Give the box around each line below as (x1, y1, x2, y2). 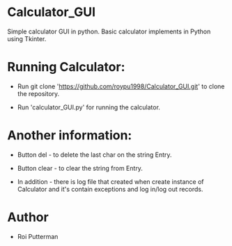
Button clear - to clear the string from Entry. (17, 164, 143, 172)
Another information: (7, 128, 132, 144)
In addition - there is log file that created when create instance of (17, 177, 204, 185)
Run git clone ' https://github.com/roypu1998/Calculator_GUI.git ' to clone (17, 82, 225, 91)
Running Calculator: (7, 59, 125, 75)
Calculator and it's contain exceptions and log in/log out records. (17, 185, 203, 193)
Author (7, 210, 49, 225)
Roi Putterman (17, 232, 59, 240)
